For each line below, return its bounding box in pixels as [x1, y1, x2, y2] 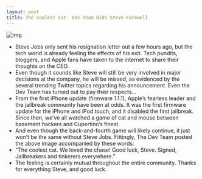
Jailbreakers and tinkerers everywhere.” [15, 152, 116, 160]
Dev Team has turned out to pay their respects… [15, 88, 137, 95]
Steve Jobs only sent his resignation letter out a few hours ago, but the [15, 43, 193, 50]
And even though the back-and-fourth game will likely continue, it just [15, 127, 190, 134]
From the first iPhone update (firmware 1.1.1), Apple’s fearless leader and [15, 95, 196, 102]
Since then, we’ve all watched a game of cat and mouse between [15, 113, 179, 121]
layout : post [6, 8, 40, 15]
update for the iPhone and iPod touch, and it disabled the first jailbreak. [15, 107, 194, 115]
